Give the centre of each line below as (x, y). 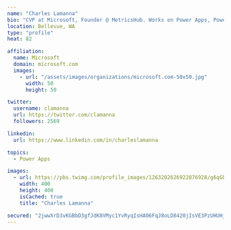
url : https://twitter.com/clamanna (64, 115)
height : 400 (36, 190)
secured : (20, 216)
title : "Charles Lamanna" (57, 203)
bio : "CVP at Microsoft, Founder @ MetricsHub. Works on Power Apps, (109, 20)
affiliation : (26, 51)
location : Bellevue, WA (41, 26)
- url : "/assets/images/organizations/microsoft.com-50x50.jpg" (113, 77)
